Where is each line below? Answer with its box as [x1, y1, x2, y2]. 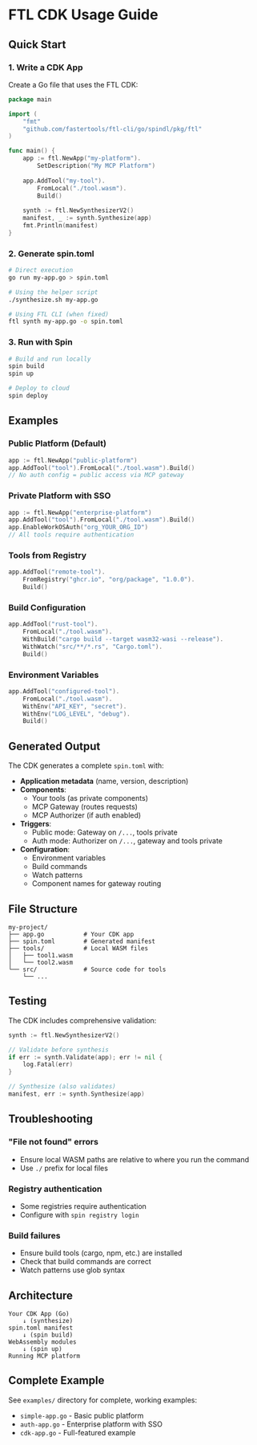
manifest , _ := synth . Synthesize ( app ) [22, 214, 152, 222]
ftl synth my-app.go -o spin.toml [8, 317, 124, 326]
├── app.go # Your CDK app [8, 930, 135, 938]
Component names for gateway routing [31, 879, 162, 888]
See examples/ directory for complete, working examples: [8, 1395, 198, 1405]
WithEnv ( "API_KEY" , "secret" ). [22, 702, 127, 710]
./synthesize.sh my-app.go [8, 296, 98, 304]
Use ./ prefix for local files [19, 1163, 108, 1173]
